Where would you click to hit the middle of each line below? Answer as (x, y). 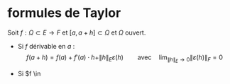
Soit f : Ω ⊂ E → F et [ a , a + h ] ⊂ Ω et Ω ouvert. (77, 32)
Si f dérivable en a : (46, 46)
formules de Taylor (64, 13)
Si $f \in (29, 74)
